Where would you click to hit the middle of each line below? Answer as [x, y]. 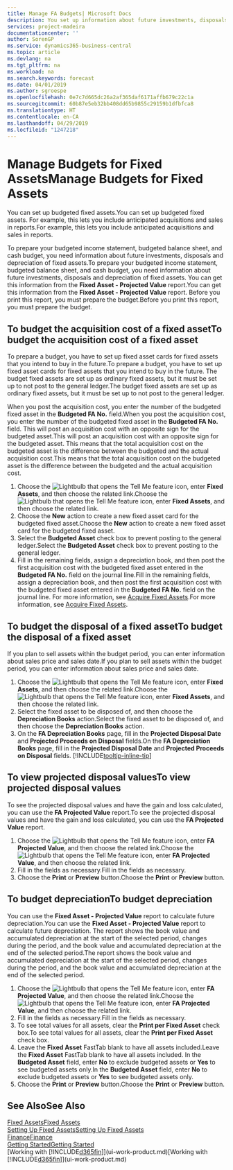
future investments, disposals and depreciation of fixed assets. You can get [115, 277]
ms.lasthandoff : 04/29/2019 [48, 123]
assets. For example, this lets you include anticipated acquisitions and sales [115, 220]
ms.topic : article [34, 53]
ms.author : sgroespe [37, 91]
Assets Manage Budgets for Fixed [105, 179]
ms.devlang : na [29, 59]
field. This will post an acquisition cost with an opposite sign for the [103, 429]
